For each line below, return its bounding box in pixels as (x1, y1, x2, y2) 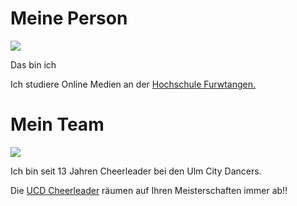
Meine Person (10, 7, 128, 30)
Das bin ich (10, 58, 57, 71)
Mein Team (10, 113, 105, 136)
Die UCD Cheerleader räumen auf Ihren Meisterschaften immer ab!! (10, 184, 288, 196)
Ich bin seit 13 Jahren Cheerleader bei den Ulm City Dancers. (10, 165, 262, 177)
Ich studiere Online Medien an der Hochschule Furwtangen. (10, 78, 257, 90)
